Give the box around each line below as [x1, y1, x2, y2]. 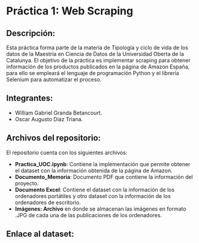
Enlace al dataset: [6, 229, 74, 239]
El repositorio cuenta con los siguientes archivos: [6, 149, 128, 156]
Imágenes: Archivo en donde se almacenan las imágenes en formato [14, 205, 187, 212]
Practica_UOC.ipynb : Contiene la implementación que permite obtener [14, 160, 191, 167]
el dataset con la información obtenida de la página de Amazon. [14, 167, 173, 174]
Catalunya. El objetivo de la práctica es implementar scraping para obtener [6, 57, 191, 64]
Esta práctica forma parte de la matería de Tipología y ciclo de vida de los [6, 44, 189, 51]
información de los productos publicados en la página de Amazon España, [6, 63, 190, 70]
